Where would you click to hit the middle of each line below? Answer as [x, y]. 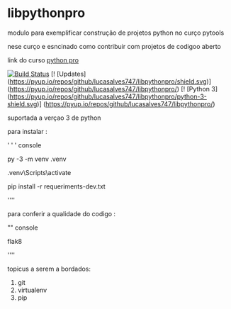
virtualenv [32, 290]
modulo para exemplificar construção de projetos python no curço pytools [116, 33]
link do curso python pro [43, 60]
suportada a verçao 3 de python [54, 118]
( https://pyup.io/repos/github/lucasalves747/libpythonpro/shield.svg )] [109, 81]
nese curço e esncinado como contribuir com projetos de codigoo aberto [114, 46]
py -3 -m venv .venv [37, 159]
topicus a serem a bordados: [49, 269]
